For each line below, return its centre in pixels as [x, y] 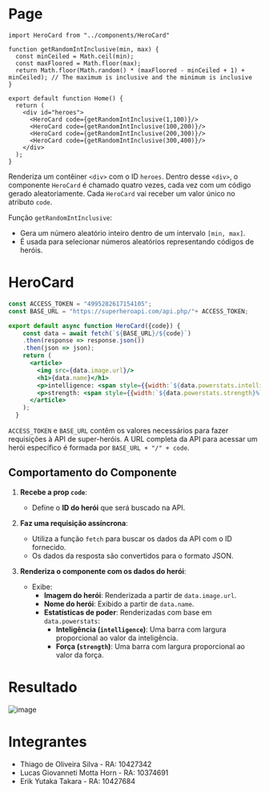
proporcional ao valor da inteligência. [117, 637]
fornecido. [49, 547]
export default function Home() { [66, 98]
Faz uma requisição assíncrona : [74, 523]
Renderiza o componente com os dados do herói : [103, 571]
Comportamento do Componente [93, 473]
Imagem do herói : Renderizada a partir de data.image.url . [140, 595]
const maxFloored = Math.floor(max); [78, 63]
